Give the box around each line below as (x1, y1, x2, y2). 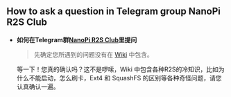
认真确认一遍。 (16, 82, 60, 91)
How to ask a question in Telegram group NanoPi (6, 6, 221, 17)
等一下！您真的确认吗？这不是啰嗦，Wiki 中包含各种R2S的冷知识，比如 (16, 65, 219, 73)
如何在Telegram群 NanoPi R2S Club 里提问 (16, 35, 137, 44)
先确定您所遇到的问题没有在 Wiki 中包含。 (33, 50, 153, 58)
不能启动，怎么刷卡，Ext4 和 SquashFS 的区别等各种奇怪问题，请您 (28, 73, 222, 82)
